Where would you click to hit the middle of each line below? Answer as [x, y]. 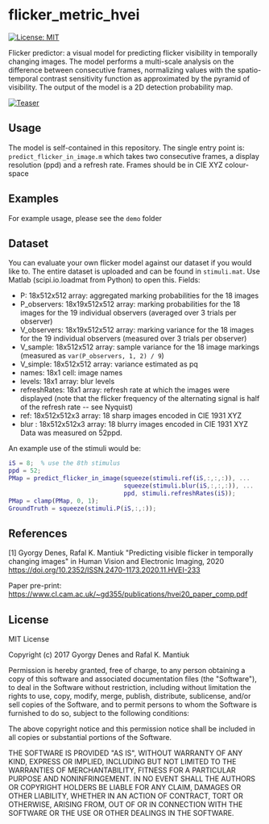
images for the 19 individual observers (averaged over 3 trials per [128, 313]
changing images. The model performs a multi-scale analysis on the [121, 61]
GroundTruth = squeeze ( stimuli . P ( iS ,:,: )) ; [83, 508]
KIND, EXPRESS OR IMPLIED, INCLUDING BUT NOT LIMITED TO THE [122, 762]
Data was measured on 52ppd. [71, 433]
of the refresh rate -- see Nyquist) [77, 407]
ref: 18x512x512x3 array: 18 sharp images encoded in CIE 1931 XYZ [131, 416]
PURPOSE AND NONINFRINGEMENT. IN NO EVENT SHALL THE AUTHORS [132, 779]
